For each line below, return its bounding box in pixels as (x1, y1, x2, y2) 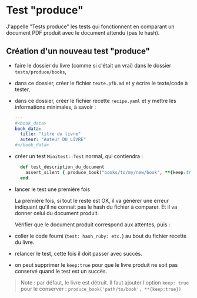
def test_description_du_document (20, 164, 105, 170)
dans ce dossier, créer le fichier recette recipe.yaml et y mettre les (14, 97, 176, 104)
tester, (14, 86, 31, 93)
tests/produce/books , (14, 68, 66, 75)
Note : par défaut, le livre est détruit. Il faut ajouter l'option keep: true (20, 279, 189, 286)
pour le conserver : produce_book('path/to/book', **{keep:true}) (20, 285, 182, 292)
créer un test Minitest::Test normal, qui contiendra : (14, 153, 143, 159)
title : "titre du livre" (20, 131, 81, 137)
